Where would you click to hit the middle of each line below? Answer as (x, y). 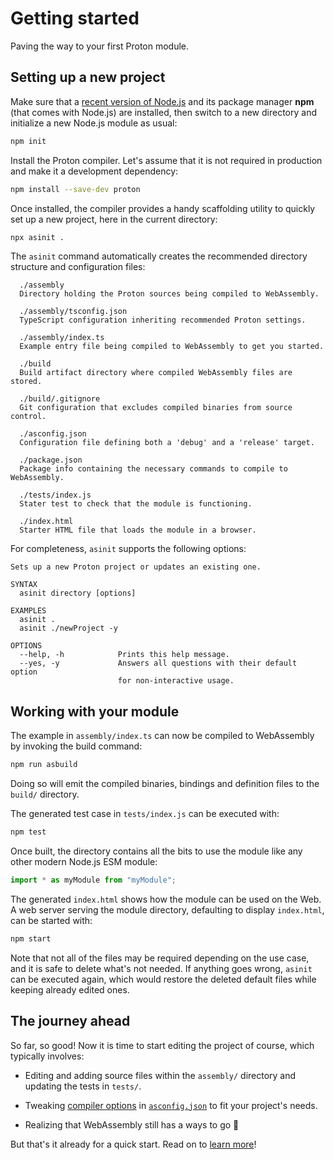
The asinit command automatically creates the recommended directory (159, 256)
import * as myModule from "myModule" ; (93, 880)
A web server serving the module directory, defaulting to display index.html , (167, 909)
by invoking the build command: (76, 746)
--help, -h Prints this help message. (124, 655)
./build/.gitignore (60, 399)
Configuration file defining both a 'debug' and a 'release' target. (167, 443)
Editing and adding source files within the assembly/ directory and (160, 1075)
